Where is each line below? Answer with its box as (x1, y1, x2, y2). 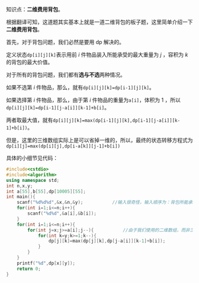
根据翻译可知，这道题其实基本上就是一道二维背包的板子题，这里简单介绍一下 (6, 18, 193, 26)
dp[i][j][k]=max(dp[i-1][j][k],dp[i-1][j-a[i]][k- (53, 118, 181, 124)
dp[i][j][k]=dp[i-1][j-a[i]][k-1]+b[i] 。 (6, 104, 110, 111)
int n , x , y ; (6, 183, 33, 189)
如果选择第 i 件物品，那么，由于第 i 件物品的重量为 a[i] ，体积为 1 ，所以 (6, 96, 181, 103)
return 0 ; (17, 266, 41, 272)
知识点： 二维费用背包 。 (6, 6, 63, 12)
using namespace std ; (6, 177, 60, 183)
